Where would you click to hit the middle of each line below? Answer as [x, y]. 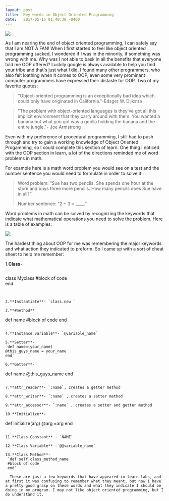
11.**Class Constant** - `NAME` [39, 437]
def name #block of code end [36, 320]
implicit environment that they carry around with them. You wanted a [89, 116]
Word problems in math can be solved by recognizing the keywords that [80, 214]
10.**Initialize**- [26, 414]
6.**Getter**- [20, 365]
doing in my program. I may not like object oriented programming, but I [84, 490]
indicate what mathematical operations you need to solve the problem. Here [84, 219]
